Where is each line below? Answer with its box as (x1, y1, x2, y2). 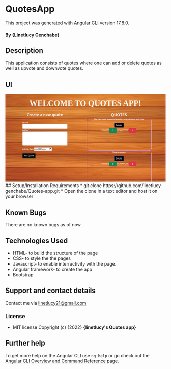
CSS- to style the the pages (12, 255, 71, 261)
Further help (5, 339, 46, 348)
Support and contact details (5, 286, 96, 295)
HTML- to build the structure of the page (12, 250, 98, 256)
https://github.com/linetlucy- (102, 182, 163, 189)
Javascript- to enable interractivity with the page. (12, 260, 117, 267)
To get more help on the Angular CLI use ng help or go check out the (5, 352, 150, 358)
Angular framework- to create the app (12, 266, 93, 272)
